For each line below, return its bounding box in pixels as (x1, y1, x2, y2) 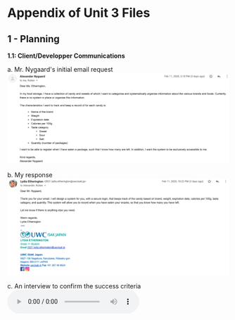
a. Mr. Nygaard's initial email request (7, 65, 113, 73)
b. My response (7, 171, 53, 179)
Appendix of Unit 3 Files (7, 5, 151, 21)
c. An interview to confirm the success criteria (7, 282, 141, 290)
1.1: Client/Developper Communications (7, 51, 125, 60)
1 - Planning (7, 33, 60, 45)
